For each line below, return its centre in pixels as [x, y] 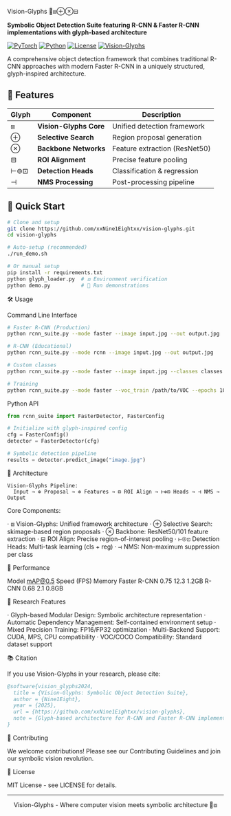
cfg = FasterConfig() [38, 435]
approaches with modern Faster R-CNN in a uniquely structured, [113, 66]
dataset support [30, 644]
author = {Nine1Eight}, [47, 699]
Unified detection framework [158, 126]
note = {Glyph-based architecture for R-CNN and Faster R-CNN [104, 718]
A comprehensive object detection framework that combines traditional [108, 59]
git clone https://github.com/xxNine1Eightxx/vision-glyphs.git [101, 229]
